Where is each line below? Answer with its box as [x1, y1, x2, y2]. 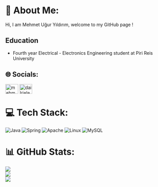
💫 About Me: [5, 5, 59, 16]
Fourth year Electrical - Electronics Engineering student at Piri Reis [12, 50, 153, 56]
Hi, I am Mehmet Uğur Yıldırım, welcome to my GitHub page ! [5, 21, 133, 28]
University [12, 55, 35, 61]
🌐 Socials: [5, 70, 39, 79]
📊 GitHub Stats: [5, 146, 75, 157]
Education [5, 36, 39, 45]
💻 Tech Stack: [5, 107, 69, 118]
